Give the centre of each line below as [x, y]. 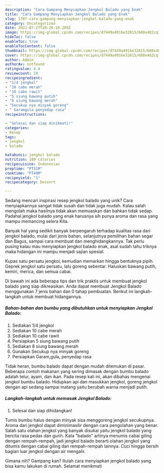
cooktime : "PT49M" [24, 173]
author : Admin [20, 60]
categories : [17, 128]
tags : [10, 137]
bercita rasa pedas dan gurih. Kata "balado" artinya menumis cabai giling [79, 436]
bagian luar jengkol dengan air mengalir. [45, 451]
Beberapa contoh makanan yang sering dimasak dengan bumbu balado [77, 372]
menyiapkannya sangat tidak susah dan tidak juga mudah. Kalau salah [75, 206]
